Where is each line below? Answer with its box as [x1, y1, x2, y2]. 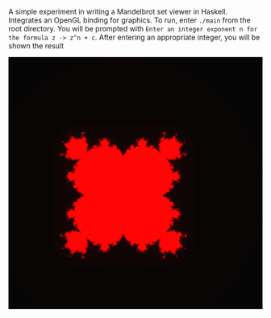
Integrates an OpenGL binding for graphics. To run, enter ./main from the [8, 15, 252, 25]
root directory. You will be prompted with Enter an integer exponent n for [8, 24, 258, 33]
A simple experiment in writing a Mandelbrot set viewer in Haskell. [8, 7, 228, 16]
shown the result [8, 41, 65, 51]
